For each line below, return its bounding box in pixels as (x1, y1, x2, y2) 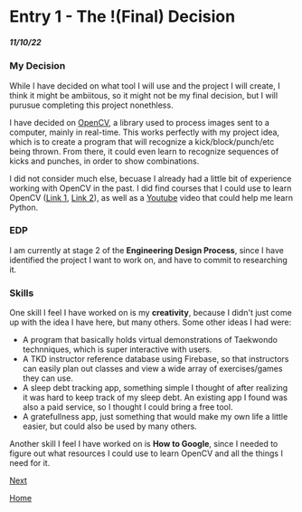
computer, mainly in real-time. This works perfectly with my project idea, (9, 127, 280, 137)
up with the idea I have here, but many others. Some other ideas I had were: (9, 317, 292, 327)
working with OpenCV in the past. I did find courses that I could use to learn (9, 183, 292, 194)
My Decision (9, 60, 66, 72)
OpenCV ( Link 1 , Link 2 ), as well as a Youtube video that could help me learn (9, 192, 294, 203)
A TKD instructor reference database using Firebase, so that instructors (22, 354, 289, 365)
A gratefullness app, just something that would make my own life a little (22, 412, 288, 422)
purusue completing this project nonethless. (9, 100, 174, 110)
